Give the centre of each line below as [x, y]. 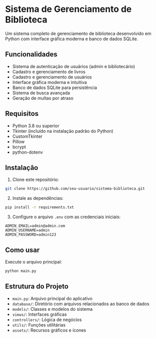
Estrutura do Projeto [37, 287]
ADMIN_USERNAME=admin [27, 230]
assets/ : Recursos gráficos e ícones [49, 330]
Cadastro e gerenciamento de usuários [52, 77]
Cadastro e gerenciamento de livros [49, 72]
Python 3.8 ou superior [36, 126]
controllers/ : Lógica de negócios [47, 320]
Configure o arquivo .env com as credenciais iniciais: [66, 217]
